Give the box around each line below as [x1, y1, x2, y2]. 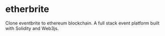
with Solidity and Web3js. [5, 25, 59, 31]
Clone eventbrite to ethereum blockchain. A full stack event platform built [5, 20, 160, 26]
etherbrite [5, 3, 50, 15]
